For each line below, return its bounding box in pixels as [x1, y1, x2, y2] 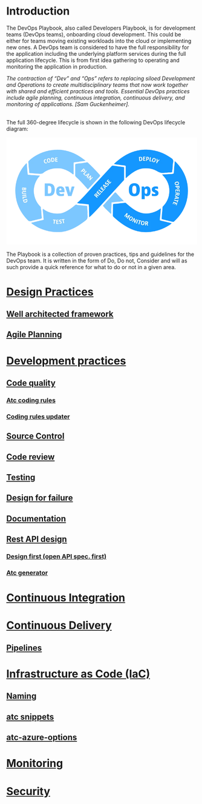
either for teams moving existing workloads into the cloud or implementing [6, 37, 192, 44]
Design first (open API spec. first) [6, 552, 107, 561]
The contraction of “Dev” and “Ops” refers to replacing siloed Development [6, 75, 195, 82]
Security [6, 784, 50, 798]
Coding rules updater [6, 412, 70, 421]
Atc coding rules [6, 396, 56, 404]
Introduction [6, 4, 70, 18]
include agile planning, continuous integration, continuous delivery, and [6, 94, 186, 101]
